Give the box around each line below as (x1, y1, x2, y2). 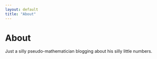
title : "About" (5, 12, 36, 16)
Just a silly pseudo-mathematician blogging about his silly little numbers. (5, 48, 153, 54)
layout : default (5, 7, 38, 12)
